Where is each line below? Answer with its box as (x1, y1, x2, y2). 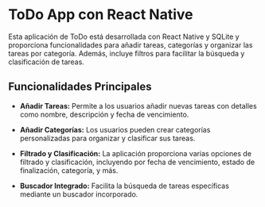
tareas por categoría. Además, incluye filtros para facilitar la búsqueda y (8, 48, 245, 58)
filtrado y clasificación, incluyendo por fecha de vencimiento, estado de (19, 157, 255, 167)
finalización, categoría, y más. (19, 165, 119, 175)
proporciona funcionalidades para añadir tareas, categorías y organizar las (8, 40, 253, 49)
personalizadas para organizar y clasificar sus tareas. (19, 133, 196, 143)
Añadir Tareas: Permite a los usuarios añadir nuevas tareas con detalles (19, 101, 257, 110)
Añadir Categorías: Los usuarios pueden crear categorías (19, 125, 211, 134)
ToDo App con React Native (8, 6, 193, 24)
